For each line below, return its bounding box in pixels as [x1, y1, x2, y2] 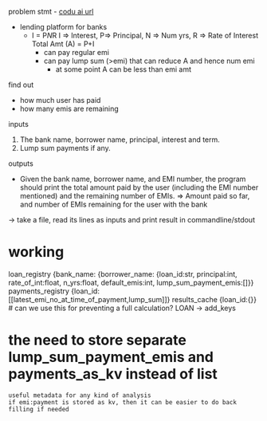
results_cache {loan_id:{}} [171, 294, 257, 304]
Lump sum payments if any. [19, 144, 112, 152]
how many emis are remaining [19, 104, 119, 113]
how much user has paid [19, 96, 101, 104]
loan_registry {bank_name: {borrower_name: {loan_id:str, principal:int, [8, 269, 238, 278]
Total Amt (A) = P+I [31, 39, 95, 49]
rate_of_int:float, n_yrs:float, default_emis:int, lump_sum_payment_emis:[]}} [8, 277, 254, 287]
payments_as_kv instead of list [8, 365, 218, 384]
